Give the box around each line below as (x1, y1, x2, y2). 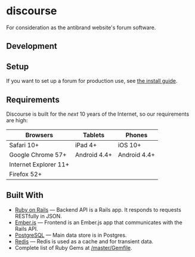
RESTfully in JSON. (14, 212, 63, 219)
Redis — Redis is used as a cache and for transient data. (14, 237, 154, 245)
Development (6, 41, 58, 51)
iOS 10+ (117, 141, 141, 149)
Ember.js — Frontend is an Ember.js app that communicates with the (14, 219, 183, 226)
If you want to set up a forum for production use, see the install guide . (6, 78, 178, 85)
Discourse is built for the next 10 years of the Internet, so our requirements (6, 110, 190, 117)
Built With (6, 190, 44, 200)
